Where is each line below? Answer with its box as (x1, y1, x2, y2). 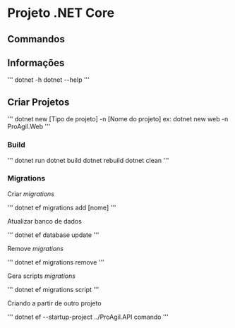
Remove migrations (7, 244, 64, 253)
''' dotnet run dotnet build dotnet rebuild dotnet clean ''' (7, 156, 169, 164)
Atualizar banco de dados (7, 217, 83, 225)
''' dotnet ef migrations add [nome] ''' (7, 203, 116, 212)
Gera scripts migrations (7, 272, 76, 280)
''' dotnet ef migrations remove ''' (7, 257, 104, 266)
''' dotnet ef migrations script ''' (7, 285, 100, 293)
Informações (7, 56, 65, 68)
